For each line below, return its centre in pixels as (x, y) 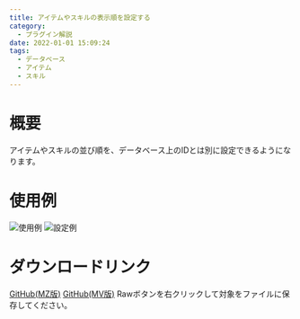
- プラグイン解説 (45, 34)
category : (28, 26)
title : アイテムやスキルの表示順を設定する (80, 18)
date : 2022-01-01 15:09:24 (60, 43)
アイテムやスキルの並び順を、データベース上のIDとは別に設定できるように (146, 150)
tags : (19, 51)
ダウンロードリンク (80, 267)
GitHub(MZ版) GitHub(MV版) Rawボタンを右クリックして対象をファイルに (146, 294)
